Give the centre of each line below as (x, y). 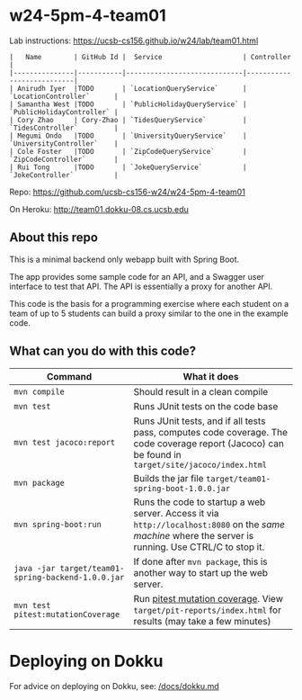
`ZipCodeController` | (64, 159)
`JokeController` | (64, 175)
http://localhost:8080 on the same (209, 525)
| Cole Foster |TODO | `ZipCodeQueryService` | (128, 151)
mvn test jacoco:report (65, 442)
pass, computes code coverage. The (210, 432)
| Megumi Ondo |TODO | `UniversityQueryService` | (128, 136)
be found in (157, 454)
